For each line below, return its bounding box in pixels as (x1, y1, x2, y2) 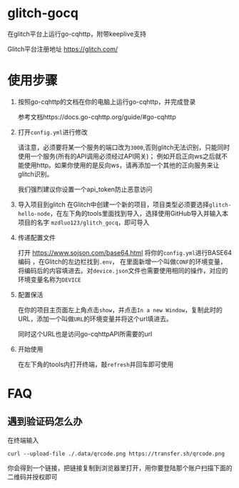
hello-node (17, 210, 51, 217)
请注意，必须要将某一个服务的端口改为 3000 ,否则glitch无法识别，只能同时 (17, 143, 230, 151)
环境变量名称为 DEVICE (17, 275, 81, 284)
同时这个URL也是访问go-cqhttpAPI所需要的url (17, 329, 153, 338)
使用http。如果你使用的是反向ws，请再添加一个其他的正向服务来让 (24, 161, 220, 169)
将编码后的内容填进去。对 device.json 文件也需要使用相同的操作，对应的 (17, 266, 228, 274)
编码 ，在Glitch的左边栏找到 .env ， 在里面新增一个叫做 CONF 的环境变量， (17, 257, 227, 266)
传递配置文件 (17, 233, 56, 241)
